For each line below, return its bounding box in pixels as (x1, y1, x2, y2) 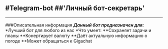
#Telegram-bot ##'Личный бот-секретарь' (5, 4, 145, 12)
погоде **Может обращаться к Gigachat (5, 37, 92, 44)
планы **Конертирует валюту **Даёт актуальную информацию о (5, 32, 147, 38)
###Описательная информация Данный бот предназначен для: (5, 22, 144, 28)
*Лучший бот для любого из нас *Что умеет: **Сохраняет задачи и (5, 27, 151, 33)
